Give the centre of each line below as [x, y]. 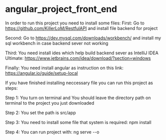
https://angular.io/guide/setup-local [41, 73]
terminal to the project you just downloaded [50, 103]
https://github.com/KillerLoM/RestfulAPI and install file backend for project [82, 28]
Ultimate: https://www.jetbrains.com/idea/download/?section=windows [78, 58]
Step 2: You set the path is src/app [41, 113]
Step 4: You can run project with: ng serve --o [52, 132]
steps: [11, 88]
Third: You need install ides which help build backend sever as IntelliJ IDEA [82, 53]
